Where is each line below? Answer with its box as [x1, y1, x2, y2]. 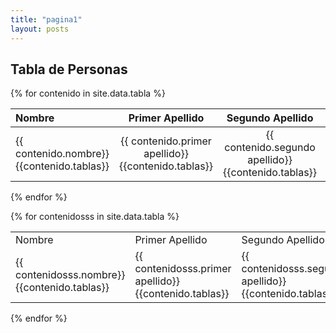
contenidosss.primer [134, 262, 232, 276]
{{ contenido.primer [120, 134, 212, 148]
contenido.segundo [224, 141, 316, 155]
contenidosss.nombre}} [15, 268, 126, 282]
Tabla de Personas [10, 61, 128, 78]
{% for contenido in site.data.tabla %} [10, 87, 166, 100]
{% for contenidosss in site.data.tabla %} [10, 211, 180, 223]
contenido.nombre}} [15, 147, 110, 161]
